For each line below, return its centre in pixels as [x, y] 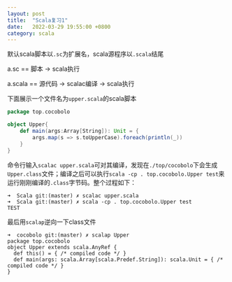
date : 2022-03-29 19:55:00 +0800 [59, 27]
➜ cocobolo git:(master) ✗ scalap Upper [68, 235]
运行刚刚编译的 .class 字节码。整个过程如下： [72, 182]
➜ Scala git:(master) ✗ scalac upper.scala [73, 196]
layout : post [26, 14]
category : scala [31, 33]
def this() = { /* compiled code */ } [70, 253]
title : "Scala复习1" [38, 20]
